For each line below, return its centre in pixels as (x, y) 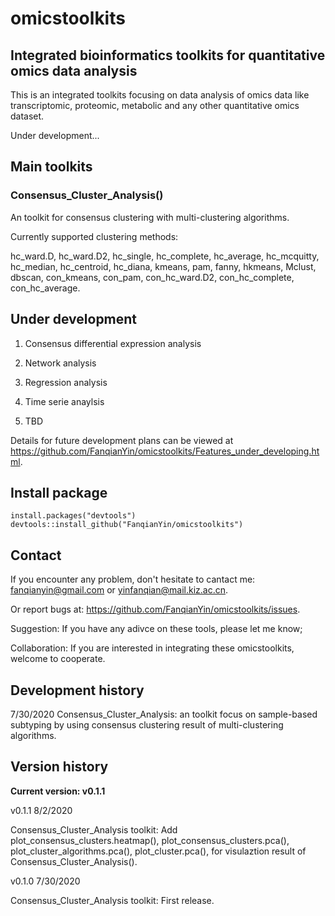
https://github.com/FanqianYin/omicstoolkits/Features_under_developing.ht (165, 451)
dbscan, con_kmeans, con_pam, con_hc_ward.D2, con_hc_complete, (152, 277)
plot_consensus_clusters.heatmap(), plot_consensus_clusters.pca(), (150, 840)
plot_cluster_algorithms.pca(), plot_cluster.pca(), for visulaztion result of (158, 851)
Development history (77, 690)
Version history (59, 767)
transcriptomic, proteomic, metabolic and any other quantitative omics (155, 105)
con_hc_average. (45, 288)
